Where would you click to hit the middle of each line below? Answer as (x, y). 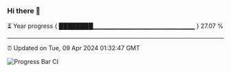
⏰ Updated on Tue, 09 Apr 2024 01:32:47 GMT (74, 48)
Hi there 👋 (24, 11)
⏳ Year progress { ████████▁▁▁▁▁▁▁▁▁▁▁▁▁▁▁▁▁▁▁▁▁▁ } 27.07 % (115, 26)
